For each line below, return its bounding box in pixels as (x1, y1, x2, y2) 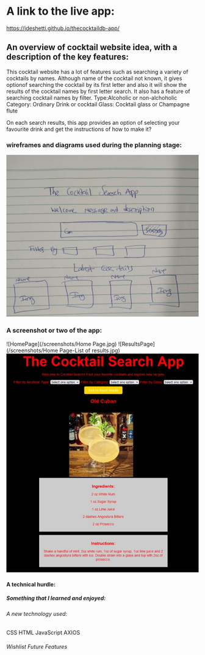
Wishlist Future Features (6, 643, 68, 650)
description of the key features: (6, 52, 129, 62)
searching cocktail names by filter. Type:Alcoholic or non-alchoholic (6, 94, 178, 102)
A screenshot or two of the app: (6, 326, 103, 335)
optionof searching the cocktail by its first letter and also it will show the (6, 81, 187, 88)
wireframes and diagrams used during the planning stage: (6, 141, 182, 149)
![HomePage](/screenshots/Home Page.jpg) (6, 340, 117, 347)
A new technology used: (6, 610, 68, 617)
